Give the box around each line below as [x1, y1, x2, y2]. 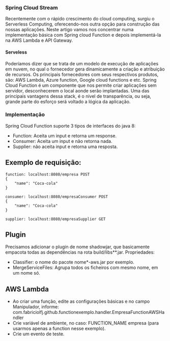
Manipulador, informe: [12, 304, 60, 310]
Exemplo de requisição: [5, 158, 81, 167]
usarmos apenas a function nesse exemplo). [12, 326, 106, 332]
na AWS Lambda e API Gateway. [5, 37, 73, 43]
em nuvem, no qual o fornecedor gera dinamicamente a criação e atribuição [5, 66, 165, 72]
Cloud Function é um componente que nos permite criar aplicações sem [5, 82, 157, 88]
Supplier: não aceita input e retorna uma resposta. [12, 143, 118, 150]
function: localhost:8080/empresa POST [5, 172, 90, 177]
